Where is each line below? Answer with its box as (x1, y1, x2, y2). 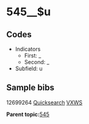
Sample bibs (6, 82, 55, 93)
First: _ (24, 52, 41, 59)
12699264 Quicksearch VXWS (6, 98, 83, 106)
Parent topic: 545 (6, 111, 50, 118)
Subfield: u (15, 65, 43, 72)
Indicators (15, 45, 41, 53)
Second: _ (24, 59, 50, 65)
